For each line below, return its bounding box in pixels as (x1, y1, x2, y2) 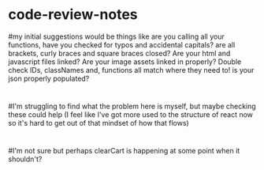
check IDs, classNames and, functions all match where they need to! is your (8, 65, 255, 74)
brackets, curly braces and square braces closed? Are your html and (8, 48, 231, 58)
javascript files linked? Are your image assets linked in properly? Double (8, 57, 242, 66)
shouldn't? (8, 154, 43, 164)
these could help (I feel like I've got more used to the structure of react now (8, 110, 254, 119)
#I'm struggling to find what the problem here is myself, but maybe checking (8, 101, 256, 111)
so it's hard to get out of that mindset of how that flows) (8, 119, 189, 128)
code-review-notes (8, 6, 138, 24)
